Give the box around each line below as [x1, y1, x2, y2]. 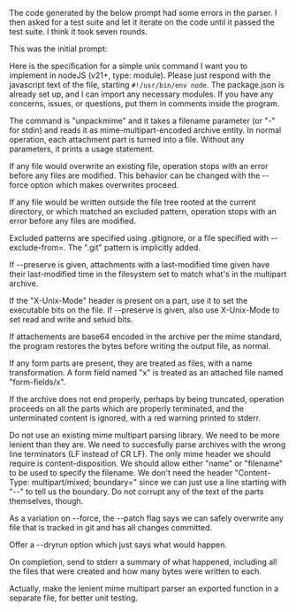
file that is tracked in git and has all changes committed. [9, 523, 213, 532]
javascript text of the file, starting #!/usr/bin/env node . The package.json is [9, 80, 285, 89]
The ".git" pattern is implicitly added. [67, 243, 201, 252]
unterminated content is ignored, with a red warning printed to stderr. [9, 413, 262, 423]
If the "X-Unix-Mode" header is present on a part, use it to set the [9, 296, 248, 306]
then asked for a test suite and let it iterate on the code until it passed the [9, 17, 276, 27]
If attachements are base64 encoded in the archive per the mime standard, [9, 331, 283, 342]
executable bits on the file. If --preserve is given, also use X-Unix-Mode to [9, 305, 280, 315]
